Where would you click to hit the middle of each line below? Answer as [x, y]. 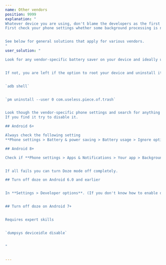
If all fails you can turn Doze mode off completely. [62, 171]
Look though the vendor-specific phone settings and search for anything [83, 113]
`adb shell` [17, 86]
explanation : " [21, 19]
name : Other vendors [26, 10]
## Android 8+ [20, 149]
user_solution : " [23, 51]
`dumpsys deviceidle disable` [36, 233]
